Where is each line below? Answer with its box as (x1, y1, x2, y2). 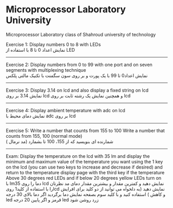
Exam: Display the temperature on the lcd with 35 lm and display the (6, 153, 150, 159)
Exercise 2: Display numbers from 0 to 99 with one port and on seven (6, 61, 153, 68)
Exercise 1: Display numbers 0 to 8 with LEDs (6, 41, 101, 47)
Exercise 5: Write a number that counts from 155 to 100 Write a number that (6, 127, 165, 134)
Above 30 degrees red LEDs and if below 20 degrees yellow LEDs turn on (6, 175, 162, 181)
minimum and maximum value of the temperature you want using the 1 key (6, 158, 163, 164)
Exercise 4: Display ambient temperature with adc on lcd (6, 107, 125, 113)
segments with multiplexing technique (6, 67, 86, 73)
